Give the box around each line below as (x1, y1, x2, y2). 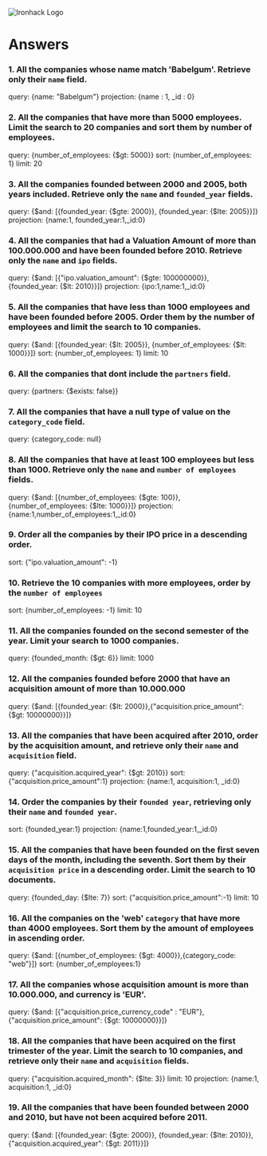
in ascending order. (8, 932, 85, 944)
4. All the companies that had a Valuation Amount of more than (8, 236, 257, 246)
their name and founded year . (8, 806, 118, 818)
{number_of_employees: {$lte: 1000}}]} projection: (8, 501, 174, 510)
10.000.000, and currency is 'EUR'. (8, 988, 147, 1000)
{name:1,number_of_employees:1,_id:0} (8, 509, 137, 519)
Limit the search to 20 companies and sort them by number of (8, 122, 253, 133)
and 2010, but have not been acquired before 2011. (8, 1112, 208, 1123)
